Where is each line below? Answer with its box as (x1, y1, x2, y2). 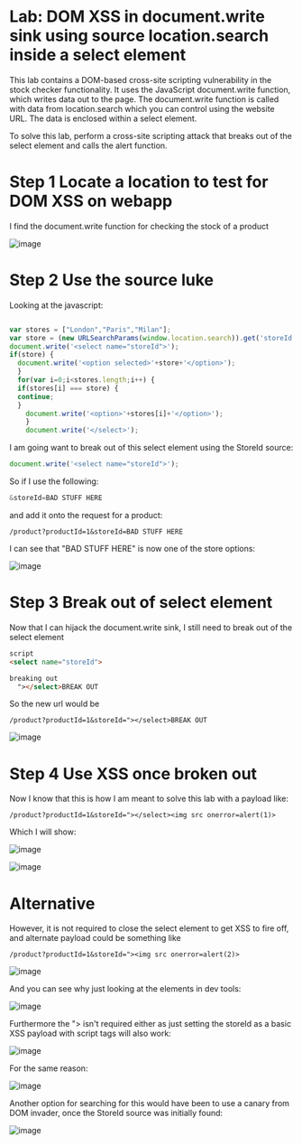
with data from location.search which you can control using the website (9, 103, 275, 114)
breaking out (9, 674, 59, 683)
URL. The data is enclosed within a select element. (9, 113, 197, 124)
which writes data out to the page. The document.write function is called (9, 93, 279, 105)
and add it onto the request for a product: (9, 509, 163, 520)
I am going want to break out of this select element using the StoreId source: (9, 442, 294, 453)
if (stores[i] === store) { (17, 384, 119, 393)
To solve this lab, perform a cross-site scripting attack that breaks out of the (9, 130, 293, 141)
